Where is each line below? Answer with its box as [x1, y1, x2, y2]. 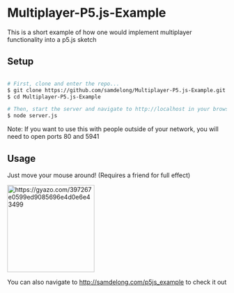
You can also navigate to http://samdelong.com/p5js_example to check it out [7, 278, 227, 286]
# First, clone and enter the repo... [7, 80, 120, 87]
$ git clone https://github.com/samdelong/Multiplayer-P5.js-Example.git [7, 87, 226, 93]
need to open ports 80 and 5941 [7, 133, 100, 141]
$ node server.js [7, 112, 58, 119]
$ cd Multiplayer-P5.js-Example [7, 93, 101, 100]
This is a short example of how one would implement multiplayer [7, 28, 192, 36]
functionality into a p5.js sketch [7, 35, 97, 43]
